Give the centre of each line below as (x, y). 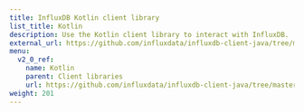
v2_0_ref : (36, 60)
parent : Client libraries (75, 77)
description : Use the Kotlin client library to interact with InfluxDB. (149, 34)
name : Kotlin (50, 69)
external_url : (36, 43)
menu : (19, 51)
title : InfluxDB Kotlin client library (85, 18)
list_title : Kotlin (46, 26)
